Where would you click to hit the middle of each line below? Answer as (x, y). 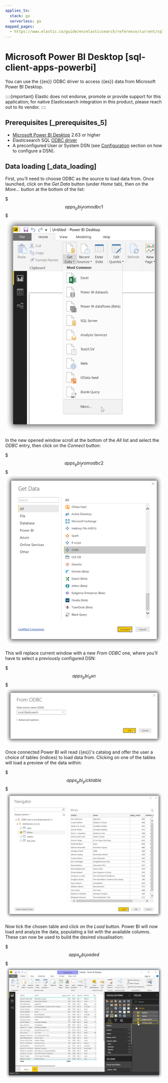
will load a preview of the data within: (43, 762)
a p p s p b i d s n (84, 676)
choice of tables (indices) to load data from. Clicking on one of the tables (80, 757)
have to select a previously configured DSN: (50, 658)
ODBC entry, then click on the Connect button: (53, 445)
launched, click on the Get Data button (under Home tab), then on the (77, 184)
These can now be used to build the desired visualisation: (64, 937)
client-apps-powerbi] (51, 68)
